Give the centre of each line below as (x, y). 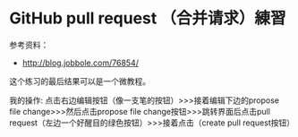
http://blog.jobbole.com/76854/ (80, 63)
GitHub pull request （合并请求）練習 (148, 18)
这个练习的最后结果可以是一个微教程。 (80, 81)
